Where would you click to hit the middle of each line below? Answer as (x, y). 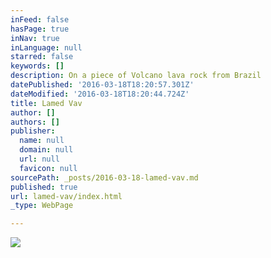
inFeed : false (40, 19)
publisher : (33, 131)
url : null (39, 159)
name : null (42, 141)
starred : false (42, 57)
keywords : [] (37, 66)
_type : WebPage (42, 206)
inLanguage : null (46, 47)
